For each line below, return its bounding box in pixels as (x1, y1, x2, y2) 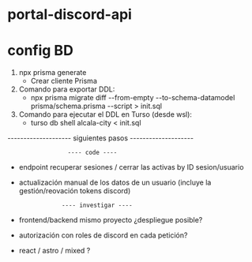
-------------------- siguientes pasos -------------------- (7, 133, 194, 143)
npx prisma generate (18, 68, 87, 77)
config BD (7, 42, 74, 60)
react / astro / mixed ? (18, 246, 91, 256)
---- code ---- (67, 148, 118, 157)
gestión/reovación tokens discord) (18, 186, 131, 196)
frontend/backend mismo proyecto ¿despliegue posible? (18, 215, 203, 225)
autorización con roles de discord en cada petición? (18, 230, 188, 240)
